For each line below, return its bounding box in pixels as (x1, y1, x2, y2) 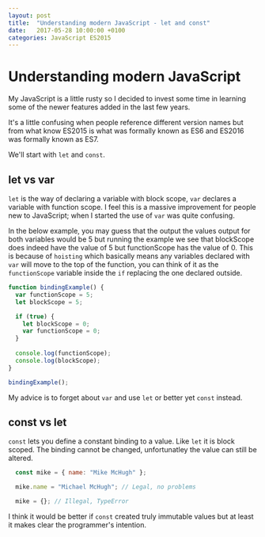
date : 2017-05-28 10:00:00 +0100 (8, 26, 126, 34)
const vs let (8, 415, 67, 428)
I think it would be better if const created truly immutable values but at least (8, 512, 255, 521)
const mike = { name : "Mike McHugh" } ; (15, 469, 147, 477)
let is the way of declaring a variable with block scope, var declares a (8, 194, 237, 203)
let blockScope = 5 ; (15, 298, 83, 306)
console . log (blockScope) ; (15, 356, 101, 364)
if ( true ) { (15, 312, 55, 321)
